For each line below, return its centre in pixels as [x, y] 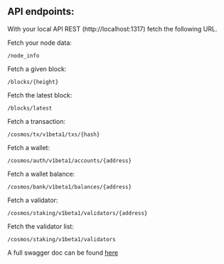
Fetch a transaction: [37, 121]
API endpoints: [41, 12]
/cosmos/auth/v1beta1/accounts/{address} [70, 160]
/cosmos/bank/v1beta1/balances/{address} [70, 187]
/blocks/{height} [33, 82]
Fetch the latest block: [40, 95]
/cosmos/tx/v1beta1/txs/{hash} [54, 134]
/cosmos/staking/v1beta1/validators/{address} [78, 213]
